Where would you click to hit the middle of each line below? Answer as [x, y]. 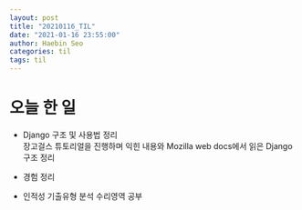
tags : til [28, 60]
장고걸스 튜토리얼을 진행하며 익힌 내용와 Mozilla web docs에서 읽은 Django [158, 145]
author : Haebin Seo [47, 43]
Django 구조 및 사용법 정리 [70, 135]
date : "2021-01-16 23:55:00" [65, 35]
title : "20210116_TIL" [52, 26]
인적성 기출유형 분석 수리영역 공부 [83, 195]
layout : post [34, 18]
